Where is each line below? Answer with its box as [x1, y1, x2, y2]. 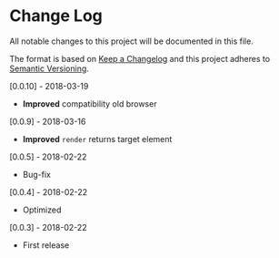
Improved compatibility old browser [22, 98, 157, 109]
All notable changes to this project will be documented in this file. [9, 36, 254, 46]
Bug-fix [22, 169, 52, 180]
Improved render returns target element [22, 133, 173, 144]
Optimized [22, 204, 62, 215]
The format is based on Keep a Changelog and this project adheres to [9, 53, 271, 64]
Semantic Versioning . [9, 63, 89, 74]
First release [22, 239, 70, 251]
